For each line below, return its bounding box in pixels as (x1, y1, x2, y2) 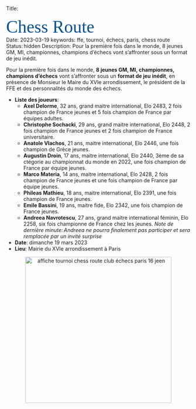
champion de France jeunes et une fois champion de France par (23, 177, 178, 183)
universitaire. (23, 134, 55, 140)
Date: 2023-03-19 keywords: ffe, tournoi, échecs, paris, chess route (6, 36, 170, 43)
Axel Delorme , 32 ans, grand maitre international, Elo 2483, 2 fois (23, 102, 183, 109)
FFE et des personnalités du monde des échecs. (6, 85, 123, 92)
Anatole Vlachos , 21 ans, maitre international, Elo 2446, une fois (23, 140, 179, 147)
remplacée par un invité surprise (23, 233, 102, 240)
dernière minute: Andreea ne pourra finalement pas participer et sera (23, 227, 190, 233)
